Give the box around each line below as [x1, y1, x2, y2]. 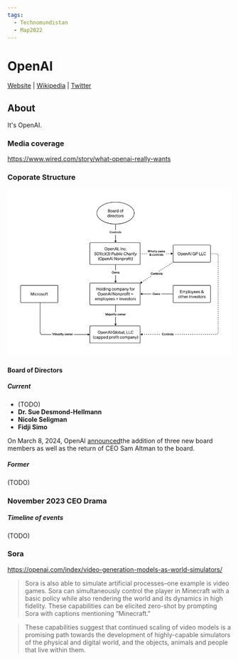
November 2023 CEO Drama [7, 496, 107, 506]
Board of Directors [7, 366, 63, 374]
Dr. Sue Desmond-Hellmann [17, 407, 102, 416]
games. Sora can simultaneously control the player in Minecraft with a [24, 586, 229, 595]
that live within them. [24, 645, 87, 654]
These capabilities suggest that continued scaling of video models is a [24, 622, 232, 632]
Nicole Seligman [17, 415, 67, 423]
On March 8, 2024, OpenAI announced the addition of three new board [7, 436, 213, 445]
